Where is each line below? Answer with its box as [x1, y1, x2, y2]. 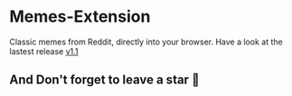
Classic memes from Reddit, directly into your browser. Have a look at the [9, 36, 283, 47]
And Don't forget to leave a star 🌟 [9, 72, 201, 88]
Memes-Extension [9, 6, 151, 27]
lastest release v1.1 [9, 45, 79, 56]
